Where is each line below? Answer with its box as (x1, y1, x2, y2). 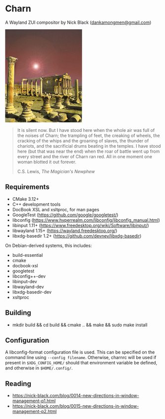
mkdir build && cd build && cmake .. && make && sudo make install (12, 322, 148, 328)
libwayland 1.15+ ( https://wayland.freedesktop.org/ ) (12, 228, 117, 234)
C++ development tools (12, 201, 61, 207)
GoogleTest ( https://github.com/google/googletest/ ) (12, 212, 118, 218)
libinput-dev (12, 278, 37, 284)
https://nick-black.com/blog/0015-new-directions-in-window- (12, 403, 139, 409)
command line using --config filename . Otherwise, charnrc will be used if (5, 355, 157, 360)
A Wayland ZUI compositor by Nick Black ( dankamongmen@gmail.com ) (5, 19, 152, 25)
